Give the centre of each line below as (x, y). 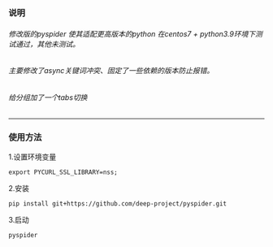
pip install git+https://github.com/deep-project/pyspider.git (118, 204)
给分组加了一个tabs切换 (48, 97)
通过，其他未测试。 (47, 44)
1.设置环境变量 (32, 157)
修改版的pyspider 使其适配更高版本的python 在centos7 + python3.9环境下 (132, 33)
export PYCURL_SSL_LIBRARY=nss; (63, 172)
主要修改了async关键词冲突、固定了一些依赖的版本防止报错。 (111, 71)
